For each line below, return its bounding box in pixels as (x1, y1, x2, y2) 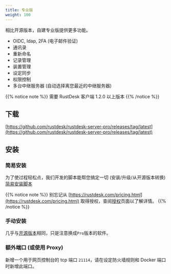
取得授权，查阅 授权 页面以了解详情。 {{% (80, 198, 166, 204)
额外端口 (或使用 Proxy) (5, 244, 63, 251)
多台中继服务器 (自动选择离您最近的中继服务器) (12, 82, 112, 88)
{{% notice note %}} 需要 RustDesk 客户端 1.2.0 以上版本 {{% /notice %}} (5, 93, 160, 100)
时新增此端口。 (5, 263, 37, 269)
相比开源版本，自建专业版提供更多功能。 (5, 27, 91, 33)
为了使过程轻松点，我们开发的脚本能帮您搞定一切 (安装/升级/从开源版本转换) (5, 174, 166, 180)
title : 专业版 (5, 7, 33, 13)
